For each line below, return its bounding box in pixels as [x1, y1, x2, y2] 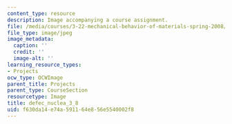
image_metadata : [7, 36, 54, 43]
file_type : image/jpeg [7, 29, 72, 37]
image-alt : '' [13, 55, 54, 62]
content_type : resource [7, 10, 76, 17]
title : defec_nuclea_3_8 [7, 100, 79, 107]
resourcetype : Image [7, 94, 67, 101]
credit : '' [13, 49, 45, 56]
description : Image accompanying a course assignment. [7, 17, 168, 23]
